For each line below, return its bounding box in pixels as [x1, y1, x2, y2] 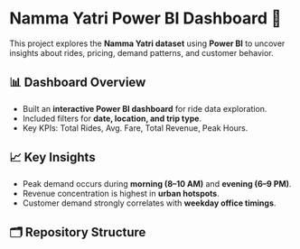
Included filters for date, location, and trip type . [22, 113, 202, 124]
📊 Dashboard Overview [9, 75, 146, 90]
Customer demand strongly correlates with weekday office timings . [22, 198, 277, 208]
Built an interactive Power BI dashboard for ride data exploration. [22, 103, 267, 114]
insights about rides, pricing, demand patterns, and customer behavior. [9, 47, 274, 58]
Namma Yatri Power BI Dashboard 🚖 [9, 8, 282, 29]
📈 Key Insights [9, 150, 97, 165]
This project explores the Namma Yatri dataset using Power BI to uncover [9, 38, 286, 49]
